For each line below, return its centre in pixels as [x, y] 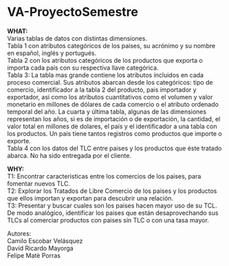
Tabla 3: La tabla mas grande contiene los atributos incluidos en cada [106, 75]
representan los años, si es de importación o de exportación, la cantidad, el [114, 119]
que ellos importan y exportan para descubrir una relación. [90, 198]
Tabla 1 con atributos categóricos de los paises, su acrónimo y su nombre [111, 45]
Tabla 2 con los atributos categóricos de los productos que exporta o [105, 60]
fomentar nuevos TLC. [39, 183]
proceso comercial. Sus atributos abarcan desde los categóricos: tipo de [110, 82]
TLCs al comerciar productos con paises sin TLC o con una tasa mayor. [108, 220]
